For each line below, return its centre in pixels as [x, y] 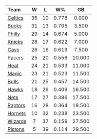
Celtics [15, 18]
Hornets [17, 113]
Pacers [16, 58]
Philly [14, 34]
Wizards [17, 121]
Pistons [16, 129]
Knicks [15, 42]
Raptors [17, 105]
